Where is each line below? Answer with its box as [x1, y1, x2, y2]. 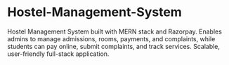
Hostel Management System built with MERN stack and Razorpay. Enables [7, 27, 223, 36]
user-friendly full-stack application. [7, 50, 110, 58]
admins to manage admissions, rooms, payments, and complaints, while [7, 34, 216, 43]
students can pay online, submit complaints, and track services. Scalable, [7, 42, 220, 50]
